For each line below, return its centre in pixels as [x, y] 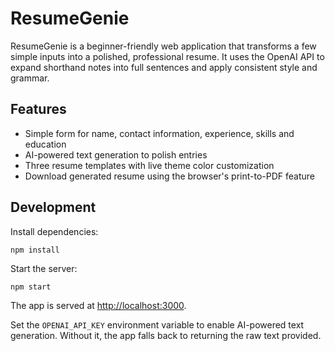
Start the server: [44, 268]
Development [53, 207]
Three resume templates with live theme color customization [149, 165]
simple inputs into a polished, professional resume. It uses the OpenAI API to [167, 56]
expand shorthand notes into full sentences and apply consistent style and [164, 67]
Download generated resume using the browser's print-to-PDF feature [169, 176]
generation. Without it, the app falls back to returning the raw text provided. [166, 335]
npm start [31, 287]
